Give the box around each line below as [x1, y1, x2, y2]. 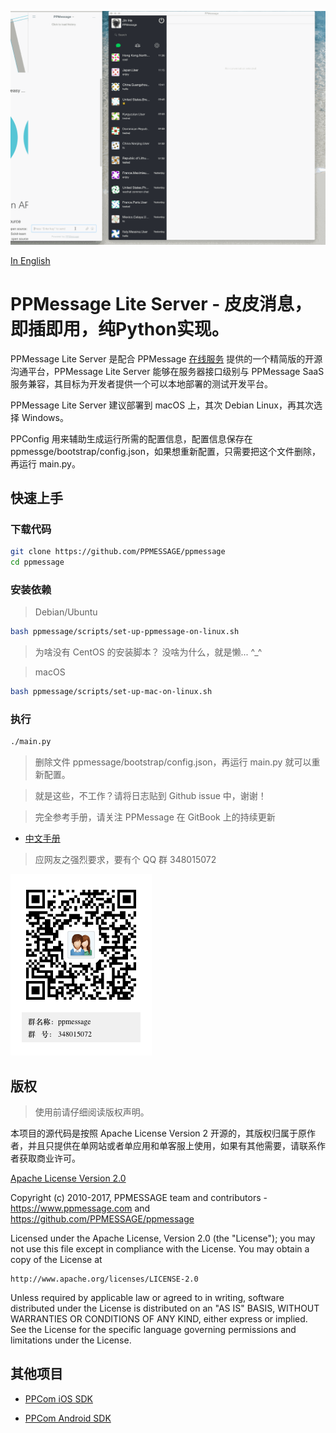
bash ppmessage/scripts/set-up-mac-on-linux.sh [10, 687, 213, 697]
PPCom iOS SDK [24, 1392, 94, 1405]
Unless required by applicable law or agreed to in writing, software [10, 1291, 285, 1303]
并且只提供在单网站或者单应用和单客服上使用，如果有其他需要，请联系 [27, 1139, 317, 1151]
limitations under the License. [10, 1334, 132, 1346]
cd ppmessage [10, 557, 65, 568]
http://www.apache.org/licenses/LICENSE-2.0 [10, 1274, 199, 1284]
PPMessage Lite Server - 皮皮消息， [10, 292, 312, 315]
